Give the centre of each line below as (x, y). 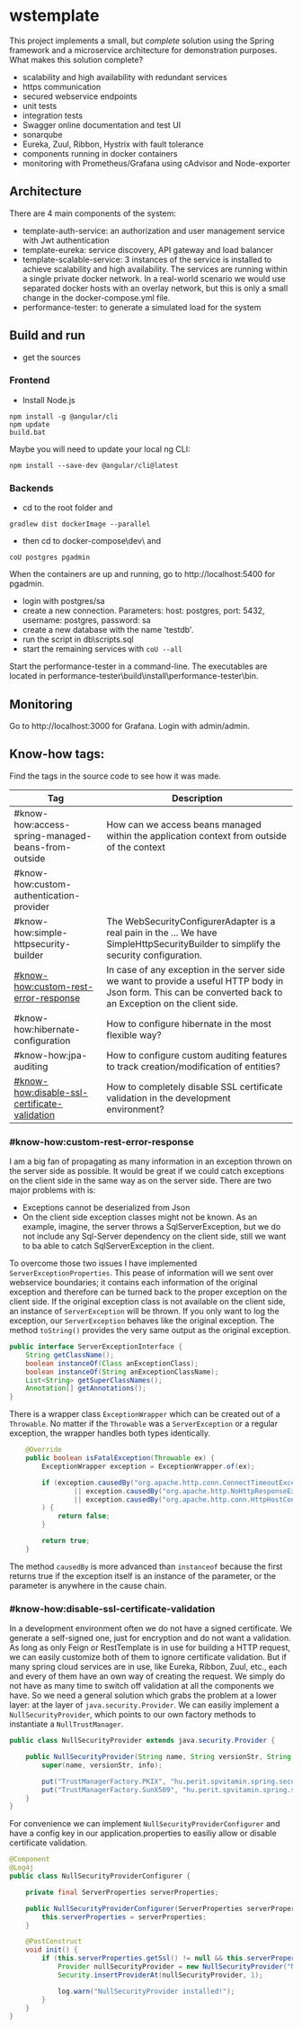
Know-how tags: (57, 754)
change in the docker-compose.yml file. (96, 297)
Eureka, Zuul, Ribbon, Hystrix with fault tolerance (113, 144)
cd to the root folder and (67, 508)
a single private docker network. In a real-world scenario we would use (154, 278)
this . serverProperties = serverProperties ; (124, 1917)
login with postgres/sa (63, 601)
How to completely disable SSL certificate (195, 1087)
